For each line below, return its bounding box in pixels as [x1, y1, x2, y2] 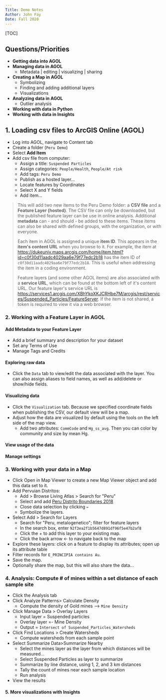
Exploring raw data [5, 359, 45, 366]
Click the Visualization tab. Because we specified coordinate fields [12, 404, 153, 410]
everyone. [17, 229, 38, 234]
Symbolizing [19, 80, 46, 86]
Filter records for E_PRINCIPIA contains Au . [12, 552, 101, 558]
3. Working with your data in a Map [5, 466, 91, 473]
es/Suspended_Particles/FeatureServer [17, 296, 98, 302]
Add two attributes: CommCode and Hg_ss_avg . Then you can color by [19, 425, 158, 431]
